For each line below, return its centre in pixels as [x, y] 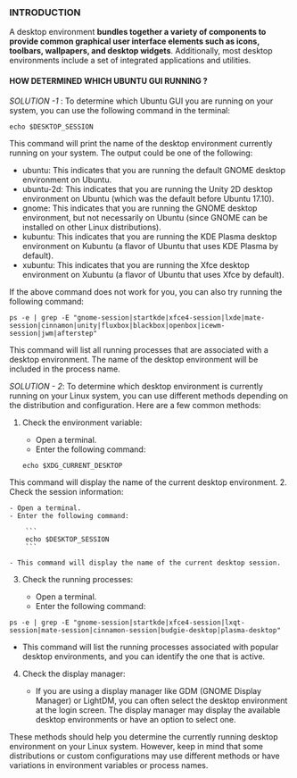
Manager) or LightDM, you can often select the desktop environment [161, 700]
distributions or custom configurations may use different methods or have [144, 756]
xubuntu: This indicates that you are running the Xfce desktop [136, 264]
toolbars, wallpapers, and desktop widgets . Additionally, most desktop [141, 51]
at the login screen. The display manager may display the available [158, 710]
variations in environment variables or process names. [109, 765]
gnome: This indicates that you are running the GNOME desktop [140, 208]
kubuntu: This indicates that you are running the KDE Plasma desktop [149, 236]
